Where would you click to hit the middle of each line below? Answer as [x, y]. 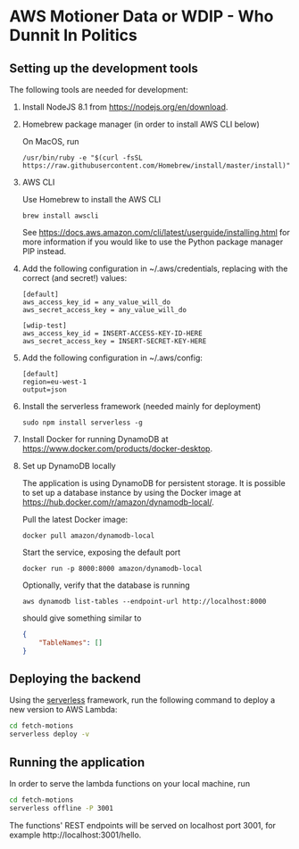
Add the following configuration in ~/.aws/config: [112, 358]
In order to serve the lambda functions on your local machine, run [130, 783]
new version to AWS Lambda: [63, 710]
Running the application [77, 762]
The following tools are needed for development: [99, 90]
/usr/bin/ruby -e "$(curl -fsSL [82, 158]
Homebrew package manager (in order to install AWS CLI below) [141, 124]
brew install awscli [60, 216]
